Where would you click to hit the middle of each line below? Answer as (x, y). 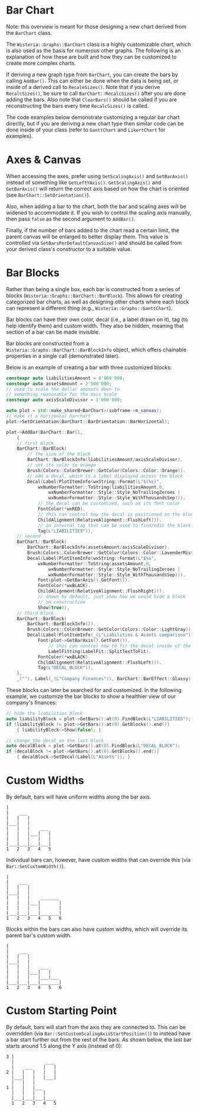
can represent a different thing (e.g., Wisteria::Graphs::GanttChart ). (89, 308)
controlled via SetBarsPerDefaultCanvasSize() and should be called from (94, 243)
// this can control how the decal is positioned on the (109, 514)
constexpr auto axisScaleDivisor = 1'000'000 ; (64, 400)
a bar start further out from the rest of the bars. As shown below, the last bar (99, 1039)
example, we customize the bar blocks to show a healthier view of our (91, 697)
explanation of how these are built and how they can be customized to (91, 57)
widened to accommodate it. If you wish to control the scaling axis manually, (99, 212)
